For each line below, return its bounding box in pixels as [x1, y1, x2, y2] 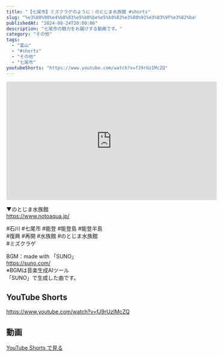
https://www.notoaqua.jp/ [6, 213, 70, 220]
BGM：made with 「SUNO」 [6, 253, 77, 260]
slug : [6, 14, 20, 20]
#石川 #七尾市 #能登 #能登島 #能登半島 [6, 225, 103, 232]
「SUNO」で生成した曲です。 [6, 275, 79, 282]
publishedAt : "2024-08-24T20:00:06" [6, 20, 98, 26]
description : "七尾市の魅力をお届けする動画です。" [6, 25, 123, 32]
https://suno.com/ [6, 259, 51, 267]
